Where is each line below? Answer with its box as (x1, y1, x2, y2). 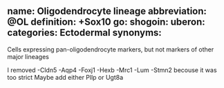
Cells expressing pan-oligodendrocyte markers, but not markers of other (7, 45, 214, 54)
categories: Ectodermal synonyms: (7, 27, 162, 38)
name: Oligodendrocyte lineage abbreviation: (7, 5, 207, 17)
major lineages (7, 52, 50, 60)
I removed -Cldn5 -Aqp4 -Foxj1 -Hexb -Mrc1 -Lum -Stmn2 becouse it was (7, 65, 217, 74)
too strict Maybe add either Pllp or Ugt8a (7, 73, 124, 81)
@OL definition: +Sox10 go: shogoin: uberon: (7, 16, 205, 28)
